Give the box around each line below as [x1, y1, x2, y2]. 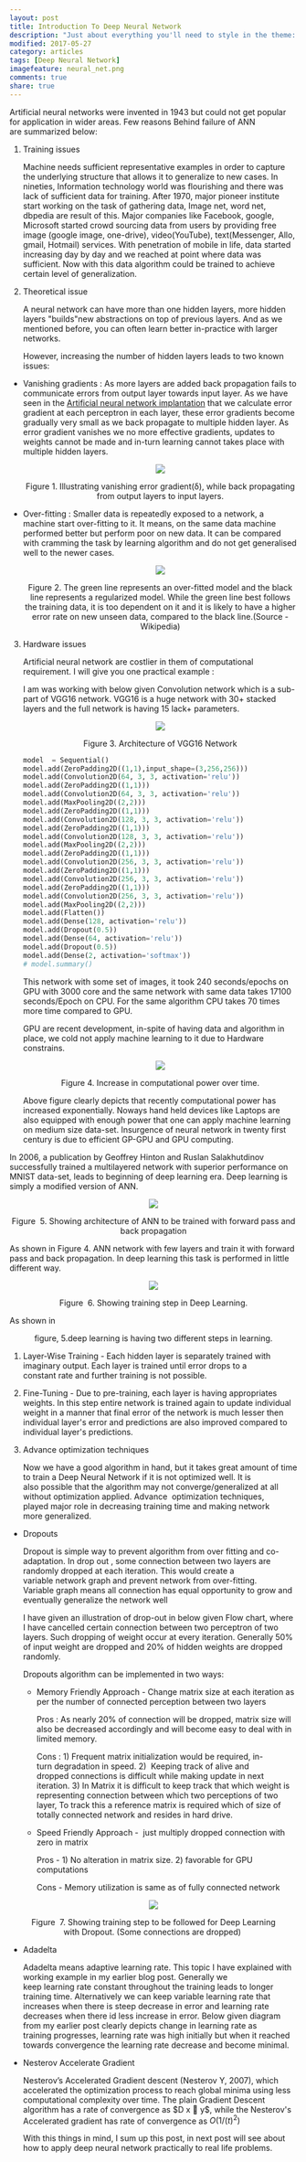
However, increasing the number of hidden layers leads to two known [22, 350, 285, 361]
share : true [9, 81, 55, 91]
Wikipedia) [140, 621, 181, 632]
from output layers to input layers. [96, 490, 224, 501]
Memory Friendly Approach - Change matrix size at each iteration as [36, 1686, 295, 1697]
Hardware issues [22, 638, 87, 649]
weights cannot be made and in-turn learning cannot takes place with [22, 436, 285, 447]
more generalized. [22, 1510, 91, 1521]
